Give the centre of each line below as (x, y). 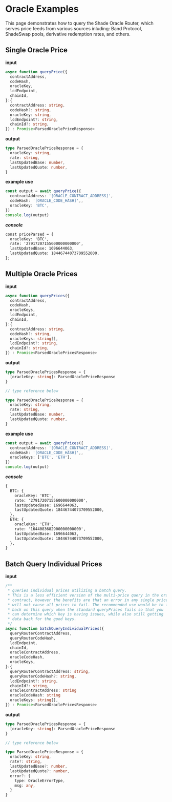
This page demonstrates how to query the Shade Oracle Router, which (79, 23)
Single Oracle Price (36, 50)
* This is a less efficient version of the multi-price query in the (83, 595)
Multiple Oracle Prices (41, 274)
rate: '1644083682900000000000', (50, 529)
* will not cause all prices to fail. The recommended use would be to (85, 605)
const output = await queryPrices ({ (44, 443)
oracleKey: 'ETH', (34, 524)
